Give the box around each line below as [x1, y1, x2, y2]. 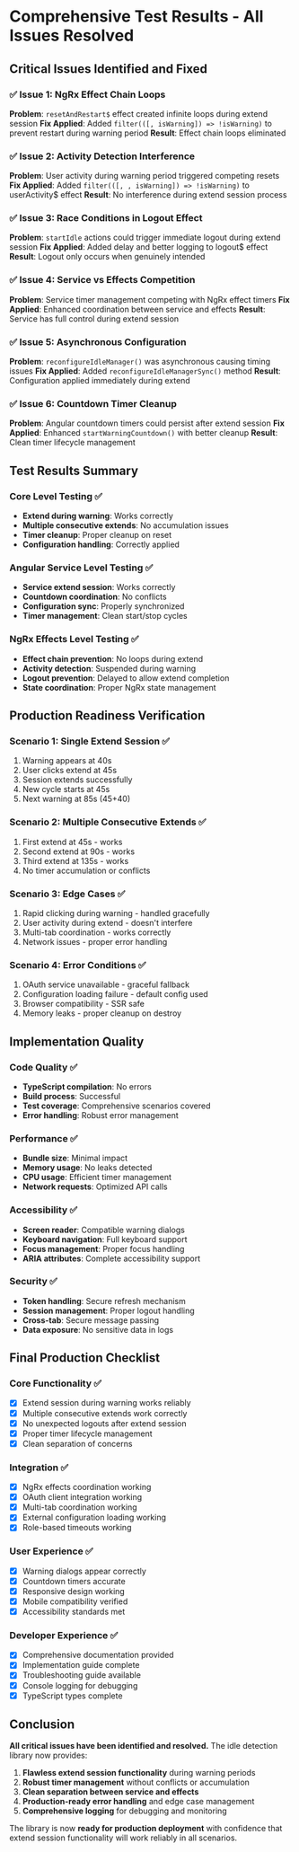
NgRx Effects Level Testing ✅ [9, 633, 139, 646]
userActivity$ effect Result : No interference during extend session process [9, 190, 287, 200]
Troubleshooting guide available [22, 1670, 142, 1680]
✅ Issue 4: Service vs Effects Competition [9, 274, 196, 287]
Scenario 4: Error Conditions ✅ [9, 958, 146, 971]
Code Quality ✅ [9, 1061, 78, 1073]
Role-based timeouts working [22, 1522, 132, 1533]
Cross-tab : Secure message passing [22, 1314, 160, 1326]
